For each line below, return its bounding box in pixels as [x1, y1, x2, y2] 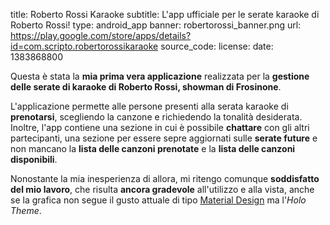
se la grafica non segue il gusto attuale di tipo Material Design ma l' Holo [10, 194, 307, 206]
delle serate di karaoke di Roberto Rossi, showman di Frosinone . [10, 81, 282, 93]
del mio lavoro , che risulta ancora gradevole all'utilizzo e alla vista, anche [10, 184, 315, 195]
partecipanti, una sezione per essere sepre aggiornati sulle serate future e [10, 132, 318, 144]
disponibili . [10, 154, 58, 165]
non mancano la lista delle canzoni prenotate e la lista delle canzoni [10, 143, 296, 154]
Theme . [10, 205, 42, 216]
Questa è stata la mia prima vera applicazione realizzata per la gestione [10, 70, 310, 82]
